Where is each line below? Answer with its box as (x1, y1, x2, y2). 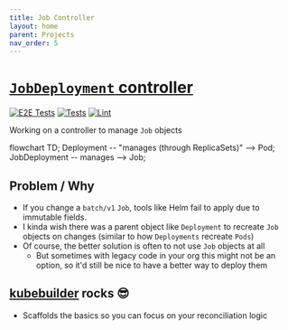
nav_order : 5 (9, 38, 59, 48)
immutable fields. (22, 212, 88, 222)
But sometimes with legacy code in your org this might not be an (35, 250, 276, 260)
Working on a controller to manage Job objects (9, 125, 182, 136)
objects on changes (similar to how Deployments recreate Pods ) (22, 231, 255, 241)
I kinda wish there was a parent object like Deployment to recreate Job (22, 222, 279, 231)
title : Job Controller (9, 13, 95, 23)
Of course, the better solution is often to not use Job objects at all (22, 240, 265, 251)
